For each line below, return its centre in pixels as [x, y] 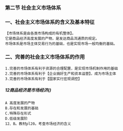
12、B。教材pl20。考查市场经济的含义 [38, 124]
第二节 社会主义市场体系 [33, 7]
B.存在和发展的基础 [22, 109]
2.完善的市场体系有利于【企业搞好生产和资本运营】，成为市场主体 [61, 74]
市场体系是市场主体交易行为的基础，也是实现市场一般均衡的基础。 [61, 44]
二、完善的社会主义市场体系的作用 [45, 57]
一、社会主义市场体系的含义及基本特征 [50, 22]
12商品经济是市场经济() [28, 90]
